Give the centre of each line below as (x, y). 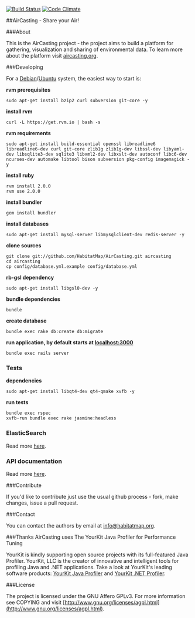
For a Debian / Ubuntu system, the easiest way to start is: (74, 78)
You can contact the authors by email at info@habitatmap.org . (81, 525)
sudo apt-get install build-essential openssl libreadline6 (81, 144)
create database (26, 321)
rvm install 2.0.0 (28, 186)
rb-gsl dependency (30, 277)
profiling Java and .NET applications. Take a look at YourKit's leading (89, 567)
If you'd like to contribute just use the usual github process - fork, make (92, 496)
